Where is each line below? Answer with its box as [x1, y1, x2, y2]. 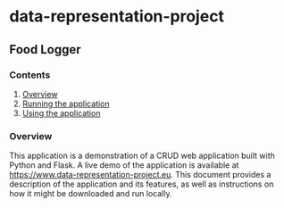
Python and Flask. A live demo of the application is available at [9, 160, 239, 171]
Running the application [21, 98, 110, 109]
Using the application [21, 107, 101, 118]
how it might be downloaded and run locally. [9, 188, 172, 199]
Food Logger [9, 42, 82, 57]
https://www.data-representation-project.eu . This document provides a [9, 170, 271, 180]
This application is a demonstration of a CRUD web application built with [9, 150, 275, 162]
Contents [9, 69, 51, 81]
